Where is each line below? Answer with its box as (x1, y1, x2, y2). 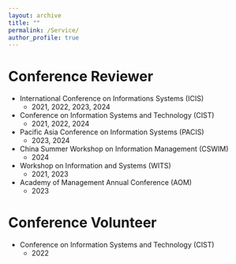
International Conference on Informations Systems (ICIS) (19, 94, 204, 104)
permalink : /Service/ (8, 26, 80, 34)
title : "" (8, 19, 41, 27)
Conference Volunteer (8, 214, 157, 232)
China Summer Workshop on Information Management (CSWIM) (19, 144, 229, 154)
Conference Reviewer (8, 68, 154, 85)
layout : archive (8, 11, 62, 20)
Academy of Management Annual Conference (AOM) (19, 178, 192, 187)
